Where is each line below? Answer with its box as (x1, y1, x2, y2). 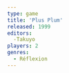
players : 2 (7, 42, 39, 49)
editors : (7, 29, 32, 37)
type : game (7, 10, 39, 17)
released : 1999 (7, 23, 51, 30)
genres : (7, 49, 30, 56)
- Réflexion (13, 56, 48, 63)
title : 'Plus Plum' (7, 17, 63, 24)
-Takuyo (13, 36, 36, 43)
